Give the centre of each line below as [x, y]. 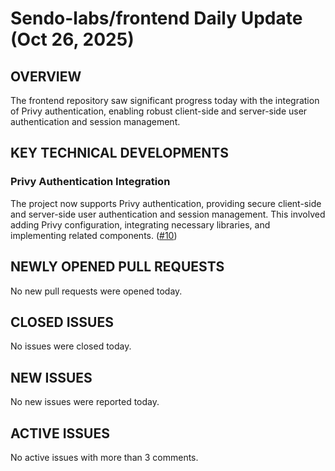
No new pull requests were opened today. [96, 291]
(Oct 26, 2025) [72, 39]
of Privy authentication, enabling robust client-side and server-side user [159, 111]
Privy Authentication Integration [90, 182]
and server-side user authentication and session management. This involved [168, 214]
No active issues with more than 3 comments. [104, 457]
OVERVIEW [46, 76]
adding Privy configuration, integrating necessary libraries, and [140, 224]
